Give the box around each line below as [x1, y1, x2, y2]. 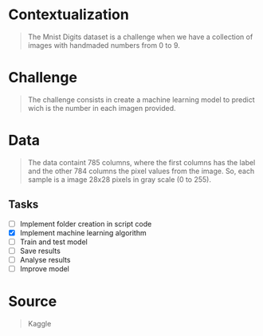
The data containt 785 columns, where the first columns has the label [27, 157, 256, 167]
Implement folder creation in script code [19, 219, 152, 228]
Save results [19, 246, 61, 255]
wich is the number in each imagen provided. [27, 103, 177, 113]
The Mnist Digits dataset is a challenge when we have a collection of [27, 32, 253, 42]
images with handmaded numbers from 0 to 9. [27, 40, 181, 49]
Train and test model [19, 237, 88, 247]
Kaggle [27, 318, 52, 328]
